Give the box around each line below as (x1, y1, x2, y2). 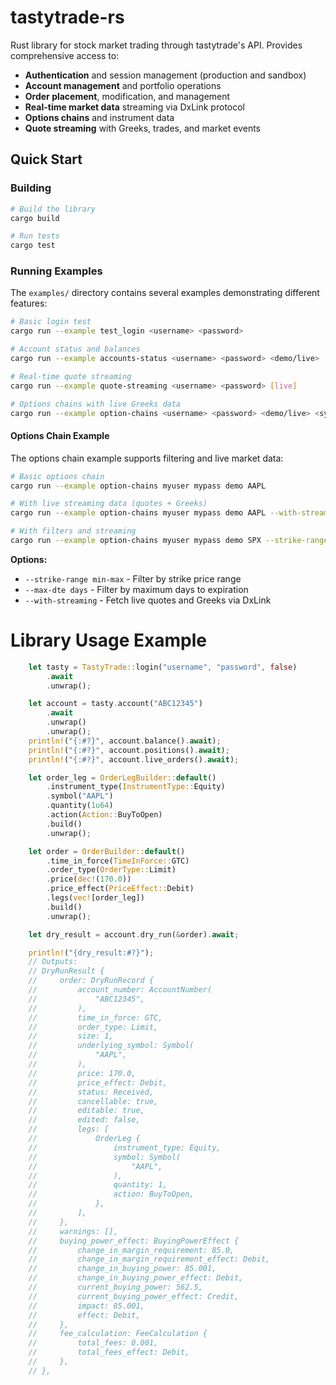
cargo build (10, 213, 60, 223)
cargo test (10, 241, 56, 251)
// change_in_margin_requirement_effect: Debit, (28, 1254, 271, 1265)
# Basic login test (10, 317, 92, 327)
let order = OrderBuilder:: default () (28, 846, 186, 856)
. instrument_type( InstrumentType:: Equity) (46, 782, 226, 792)
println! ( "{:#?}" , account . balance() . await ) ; (28, 736, 222, 746)
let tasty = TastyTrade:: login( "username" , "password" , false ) (28, 662, 298, 672)
